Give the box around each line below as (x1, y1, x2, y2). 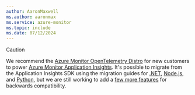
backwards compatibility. (6, 82, 67, 89)
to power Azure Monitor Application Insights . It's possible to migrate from (6, 64, 183, 71)
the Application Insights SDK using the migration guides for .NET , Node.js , (6, 70, 184, 77)
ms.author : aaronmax (6, 14, 57, 20)
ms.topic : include (6, 24, 51, 31)
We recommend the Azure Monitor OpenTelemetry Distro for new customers (6, 58, 190, 65)
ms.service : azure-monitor (6, 19, 72, 25)
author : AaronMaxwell (6, 8, 59, 15)
